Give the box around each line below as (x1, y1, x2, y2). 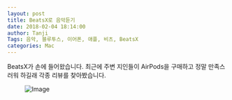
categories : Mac (7, 42, 55, 49)
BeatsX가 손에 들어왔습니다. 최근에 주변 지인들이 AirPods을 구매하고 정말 (7, 62, 208, 70)
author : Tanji (7, 29, 49, 37)
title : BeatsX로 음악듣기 (7, 17, 75, 24)
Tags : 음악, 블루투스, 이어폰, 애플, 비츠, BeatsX (7, 36, 138, 43)
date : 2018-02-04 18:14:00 (7, 23, 86, 30)
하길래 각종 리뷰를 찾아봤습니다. (20, 71, 106, 79)
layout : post (7, 10, 45, 17)
